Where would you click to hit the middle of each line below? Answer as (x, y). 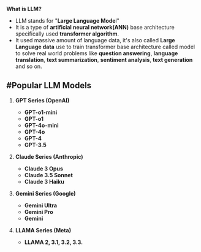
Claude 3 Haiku (44, 181)
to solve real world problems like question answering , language (97, 53)
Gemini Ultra (40, 205)
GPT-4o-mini (42, 125)
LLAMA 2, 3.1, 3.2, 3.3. (54, 242)
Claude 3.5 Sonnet (49, 175)
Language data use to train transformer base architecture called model (105, 47)
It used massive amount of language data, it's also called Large (95, 40)
